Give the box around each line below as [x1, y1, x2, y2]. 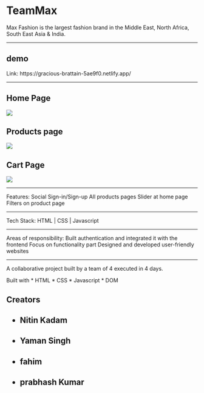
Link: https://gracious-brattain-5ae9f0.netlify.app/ [6, 69, 132, 77]
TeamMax [6, 4, 58, 18]
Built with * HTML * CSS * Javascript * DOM [6, 277, 118, 284]
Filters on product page [6, 200, 65, 207]
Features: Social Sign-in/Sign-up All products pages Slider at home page [6, 193, 188, 201]
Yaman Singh [19, 336, 71, 346]
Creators [6, 294, 41, 305]
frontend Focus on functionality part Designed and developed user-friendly [6, 241, 194, 248]
